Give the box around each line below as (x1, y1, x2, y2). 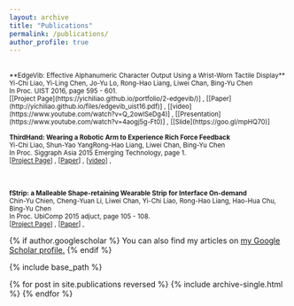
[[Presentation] (175, 110, 221, 119)
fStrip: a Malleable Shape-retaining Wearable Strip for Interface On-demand (9, 189, 248, 198)
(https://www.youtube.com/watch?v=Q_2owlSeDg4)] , (9, 110, 174, 119)
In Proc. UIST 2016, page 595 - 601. (9, 87, 118, 96)
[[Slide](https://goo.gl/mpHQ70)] (170, 118, 270, 126)
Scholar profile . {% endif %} (9, 245, 112, 256)
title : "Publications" (9, 21, 93, 30)
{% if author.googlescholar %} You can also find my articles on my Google (9, 235, 281, 246)
